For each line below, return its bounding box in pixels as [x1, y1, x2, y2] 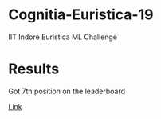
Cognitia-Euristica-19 [8, 6, 154, 24]
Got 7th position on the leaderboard [8, 86, 126, 96]
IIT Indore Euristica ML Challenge [8, 32, 118, 42]
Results [8, 60, 60, 78]
